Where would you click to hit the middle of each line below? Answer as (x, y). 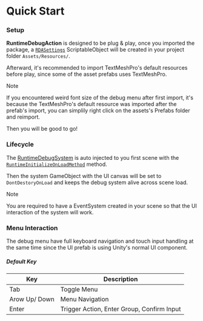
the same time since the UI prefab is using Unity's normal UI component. (97, 248)
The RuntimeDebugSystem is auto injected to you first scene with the (93, 157)
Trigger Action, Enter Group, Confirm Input (121, 309)
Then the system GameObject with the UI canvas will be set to (84, 176)
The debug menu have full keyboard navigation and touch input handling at (100, 241)
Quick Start (35, 11)
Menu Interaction (32, 228)
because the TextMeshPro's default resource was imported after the (92, 104)
